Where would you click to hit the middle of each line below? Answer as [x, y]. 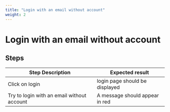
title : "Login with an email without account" [55, 10]
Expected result [130, 72]
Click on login [24, 84]
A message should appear [128, 95]
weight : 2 [16, 15]
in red [103, 101]
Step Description [50, 72]
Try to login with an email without [47, 95]
